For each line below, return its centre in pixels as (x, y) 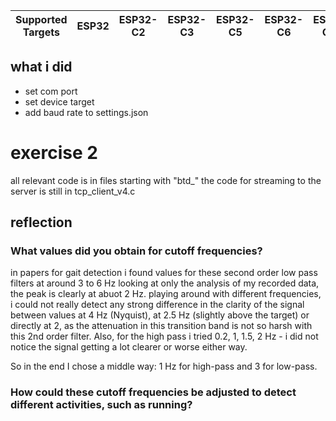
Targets (41, 32)
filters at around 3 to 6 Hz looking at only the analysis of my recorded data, (165, 283)
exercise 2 (54, 153)
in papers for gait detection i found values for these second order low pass (164, 273)
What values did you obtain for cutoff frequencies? (136, 251)
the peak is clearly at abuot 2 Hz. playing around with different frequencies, (166, 294)
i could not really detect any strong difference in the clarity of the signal (157, 305)
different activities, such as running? (101, 405)
